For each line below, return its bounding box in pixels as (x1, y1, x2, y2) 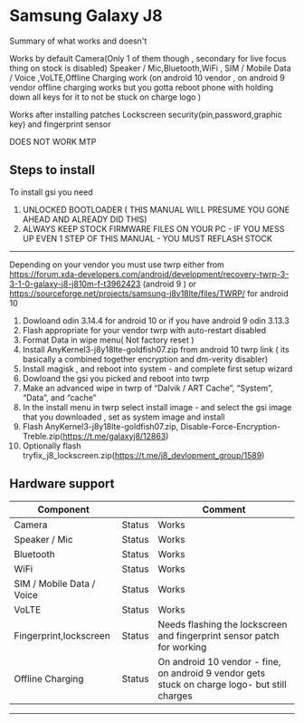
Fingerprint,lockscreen (14, 629, 110, 641)
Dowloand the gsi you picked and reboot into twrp (22, 372, 210, 383)
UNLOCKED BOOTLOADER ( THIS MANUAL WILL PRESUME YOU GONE (22, 204, 290, 215)
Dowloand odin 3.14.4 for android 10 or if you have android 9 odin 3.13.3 (22, 314, 290, 326)
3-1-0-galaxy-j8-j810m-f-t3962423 (9, 278, 141, 289)
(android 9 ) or (142, 278, 197, 289)
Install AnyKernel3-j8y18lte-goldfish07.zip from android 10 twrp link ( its (22, 343, 290, 354)
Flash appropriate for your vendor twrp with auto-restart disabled (22, 324, 267, 335)
